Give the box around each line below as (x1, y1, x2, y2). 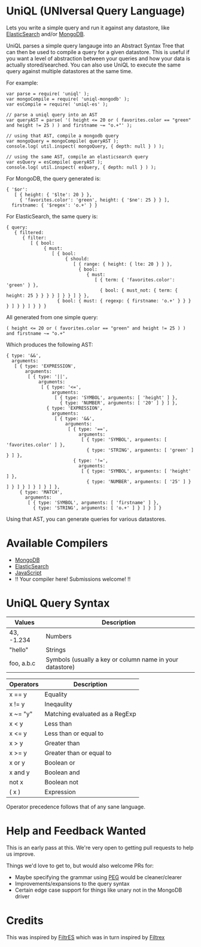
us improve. (6, 850, 35, 858)
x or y (9, 758, 25, 766)
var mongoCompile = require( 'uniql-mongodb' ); (6, 96, 130, 102)
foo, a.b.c (9, 659, 36, 667)
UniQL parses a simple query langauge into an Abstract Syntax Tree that (6, 42, 184, 49)
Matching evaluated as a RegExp (44, 709, 136, 718)
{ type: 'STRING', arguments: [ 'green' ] (86, 447, 194, 453)
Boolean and (44, 768, 80, 777)
